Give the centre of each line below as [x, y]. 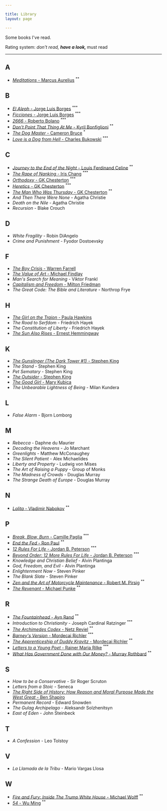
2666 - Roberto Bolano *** [39, 120]
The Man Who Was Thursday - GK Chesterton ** [62, 192]
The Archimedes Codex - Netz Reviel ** [53, 629]
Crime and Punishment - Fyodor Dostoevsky [58, 241]
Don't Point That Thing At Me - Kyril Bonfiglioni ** [63, 127]
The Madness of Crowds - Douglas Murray [56, 474]
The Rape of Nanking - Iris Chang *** [50, 173]
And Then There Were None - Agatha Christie [59, 197]
